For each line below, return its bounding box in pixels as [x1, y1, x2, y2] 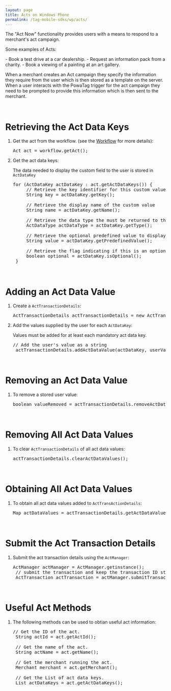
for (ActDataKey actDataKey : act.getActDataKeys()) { [12, 182, 153, 188]
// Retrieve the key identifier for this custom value [26, 187, 166, 193]
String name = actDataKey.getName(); [26, 208, 121, 213]
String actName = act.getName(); [15, 649, 99, 655]
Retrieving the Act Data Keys [5, 121, 129, 133]
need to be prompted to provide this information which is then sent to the [5, 88, 159, 94]
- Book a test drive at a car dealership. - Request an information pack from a [5, 56, 165, 62]
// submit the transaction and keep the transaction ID [15, 569, 158, 575]
